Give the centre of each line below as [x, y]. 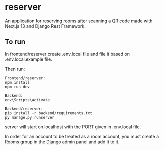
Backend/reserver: [24, 109]
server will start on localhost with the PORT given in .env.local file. [73, 127]
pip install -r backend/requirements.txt [49, 113]
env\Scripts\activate [28, 100]
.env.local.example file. [29, 59]
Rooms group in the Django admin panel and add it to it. [62, 142]
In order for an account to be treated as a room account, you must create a [82, 136]
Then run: [15, 69]
